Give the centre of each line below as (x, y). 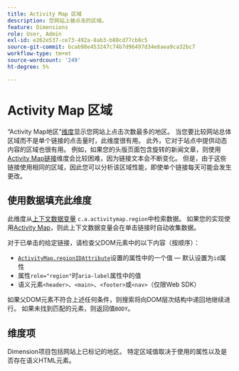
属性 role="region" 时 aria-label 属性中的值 (79, 276)
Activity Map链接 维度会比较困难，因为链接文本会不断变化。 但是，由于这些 (117, 158)
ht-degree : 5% (28, 67)
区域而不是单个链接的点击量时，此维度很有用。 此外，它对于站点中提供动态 (117, 140)
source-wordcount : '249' (44, 60)
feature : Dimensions (38, 27)
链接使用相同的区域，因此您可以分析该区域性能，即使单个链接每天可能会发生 (119, 167)
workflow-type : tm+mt (39, 54)
